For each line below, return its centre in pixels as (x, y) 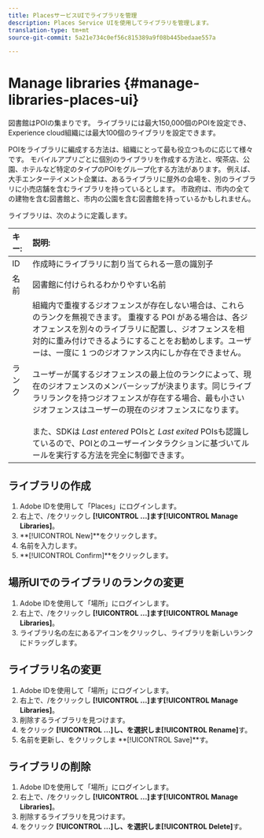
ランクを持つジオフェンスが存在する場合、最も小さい (147, 398)
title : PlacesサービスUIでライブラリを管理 (73, 15)
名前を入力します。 (50, 546)
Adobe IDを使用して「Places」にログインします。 (100, 506)
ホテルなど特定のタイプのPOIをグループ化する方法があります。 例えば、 (138, 169)
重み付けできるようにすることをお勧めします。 (142, 341)
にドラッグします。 (50, 642)
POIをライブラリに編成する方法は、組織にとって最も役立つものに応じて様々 (131, 150)
